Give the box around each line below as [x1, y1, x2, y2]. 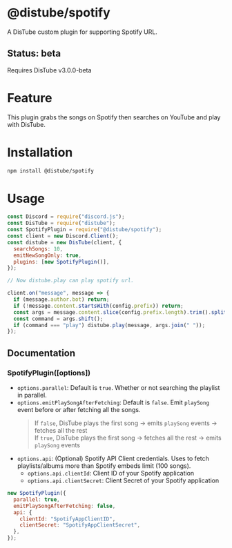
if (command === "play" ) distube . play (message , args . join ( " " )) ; [13, 322, 206, 329]
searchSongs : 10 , [13, 245, 64, 253]
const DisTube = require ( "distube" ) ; [7, 219, 116, 227]
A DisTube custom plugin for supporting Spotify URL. [7, 28, 157, 36]
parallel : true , [13, 496, 60, 503]
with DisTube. [7, 120, 46, 128]
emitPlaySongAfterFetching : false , [13, 502, 116, 509]
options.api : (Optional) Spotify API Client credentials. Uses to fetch [17, 454, 209, 462]
